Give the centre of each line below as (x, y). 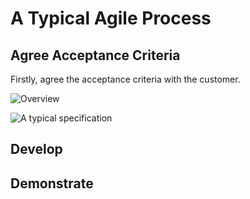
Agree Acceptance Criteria (95, 55)
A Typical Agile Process (111, 18)
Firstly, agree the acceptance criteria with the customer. (125, 79)
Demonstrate (52, 183)
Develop (36, 149)
